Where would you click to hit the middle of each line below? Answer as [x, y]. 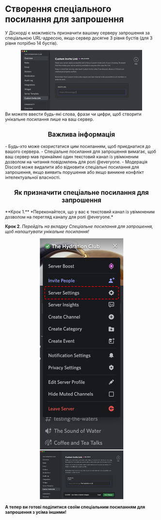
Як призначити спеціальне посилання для [81, 193]
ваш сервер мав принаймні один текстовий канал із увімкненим [72, 156]
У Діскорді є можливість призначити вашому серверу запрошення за [77, 33]
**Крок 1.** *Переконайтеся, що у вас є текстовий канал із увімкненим [80, 212]
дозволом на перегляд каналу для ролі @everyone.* [59, 217]
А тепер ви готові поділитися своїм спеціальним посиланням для [75, 507]
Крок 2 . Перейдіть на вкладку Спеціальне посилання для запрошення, [79, 226]
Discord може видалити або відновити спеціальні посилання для [72, 167]
